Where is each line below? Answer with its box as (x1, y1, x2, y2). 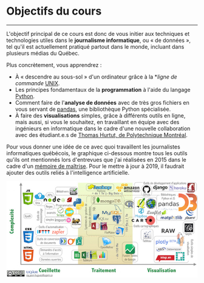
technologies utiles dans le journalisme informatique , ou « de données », (6, 37, 191, 44)
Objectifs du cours (6, 4, 102, 18)
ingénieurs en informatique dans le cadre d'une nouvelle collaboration (15, 125, 191, 132)
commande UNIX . (15, 79, 60, 86)
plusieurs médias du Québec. (6, 49, 80, 57)
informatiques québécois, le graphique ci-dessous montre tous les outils (6, 149, 188, 156)
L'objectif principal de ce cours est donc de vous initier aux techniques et (6, 30, 190, 37)
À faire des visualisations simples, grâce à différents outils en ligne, (15, 111, 186, 119)
